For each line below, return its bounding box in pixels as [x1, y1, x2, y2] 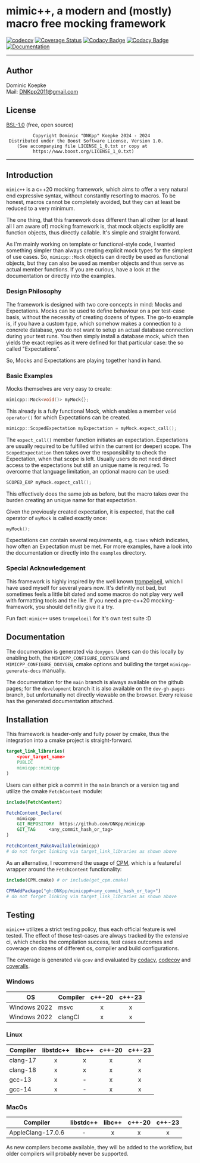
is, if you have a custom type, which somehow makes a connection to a [6, 320, 182, 327]
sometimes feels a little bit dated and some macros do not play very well [6, 590, 183, 598]
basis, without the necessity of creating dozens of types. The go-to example [6, 313, 194, 320]
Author [6, 66, 33, 76]
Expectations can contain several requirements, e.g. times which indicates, [6, 537, 190, 544]
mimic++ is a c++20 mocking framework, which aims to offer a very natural [6, 186, 189, 193]
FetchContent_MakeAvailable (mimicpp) [6, 843, 100, 849]
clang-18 [9, 1066, 37, 1074]
